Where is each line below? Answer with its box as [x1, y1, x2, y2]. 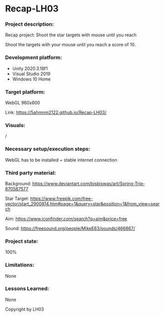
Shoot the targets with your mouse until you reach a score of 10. [5, 42, 136, 48]
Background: [5, 180, 31, 187]
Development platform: [5, 54, 62, 61]
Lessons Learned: [5, 285, 50, 292]
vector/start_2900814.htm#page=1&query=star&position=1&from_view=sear [5, 201, 160, 207]
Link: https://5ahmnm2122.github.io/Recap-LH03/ [5, 109, 107, 115]
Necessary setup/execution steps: [5, 145, 91, 152]
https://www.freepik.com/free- [30, 195, 93, 202]
